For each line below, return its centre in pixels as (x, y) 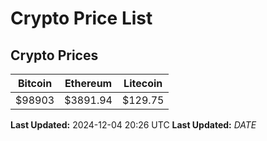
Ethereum (88, 83)
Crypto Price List (81, 18)
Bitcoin (35, 83)
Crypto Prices (54, 55)
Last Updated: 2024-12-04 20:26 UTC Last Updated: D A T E (133, 125)
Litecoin (143, 83)
